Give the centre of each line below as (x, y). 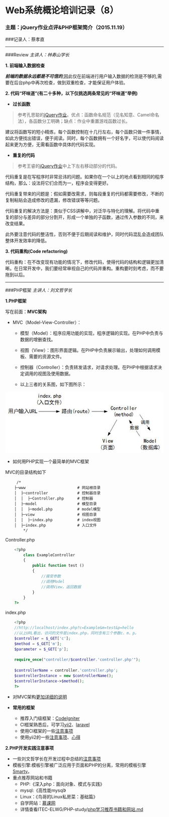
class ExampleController (49, 555)
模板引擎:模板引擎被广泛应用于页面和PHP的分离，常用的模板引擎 (79, 765)
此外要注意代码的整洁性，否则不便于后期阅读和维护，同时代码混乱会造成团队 (84, 234)
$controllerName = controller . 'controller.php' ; (66, 670)
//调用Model (53, 581)
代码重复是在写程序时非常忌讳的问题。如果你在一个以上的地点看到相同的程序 (84, 177)
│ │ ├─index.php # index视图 (57, 520)
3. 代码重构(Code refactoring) (36, 251)
